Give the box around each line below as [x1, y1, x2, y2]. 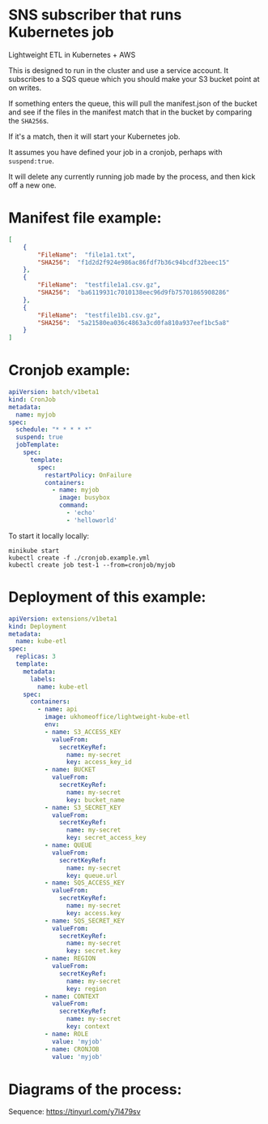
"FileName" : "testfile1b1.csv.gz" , [37, 311, 161, 319]
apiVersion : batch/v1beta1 [8, 388, 100, 396]
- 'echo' [66, 509, 96, 517]
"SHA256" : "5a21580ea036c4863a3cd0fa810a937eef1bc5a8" [37, 318, 230, 326]
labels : [29, 675, 57, 683]
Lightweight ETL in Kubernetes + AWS [8, 50, 136, 59]
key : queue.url [66, 871, 117, 880]
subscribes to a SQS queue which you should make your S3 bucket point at [8, 74, 260, 84]
